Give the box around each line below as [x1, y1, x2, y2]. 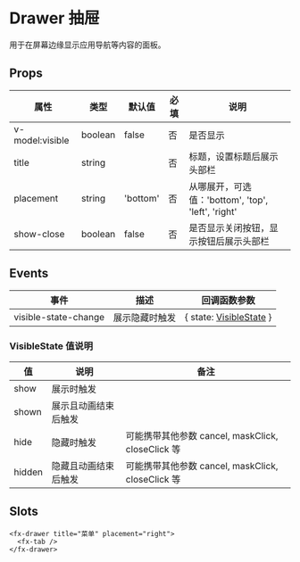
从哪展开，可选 [188, 180, 252, 193]
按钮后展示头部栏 [197, 235, 270, 247]
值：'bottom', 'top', [188, 194, 269, 206]
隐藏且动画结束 [51, 459, 114, 472]
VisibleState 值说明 [9, 340, 94, 352]
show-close [13, 227, 65, 240]
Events [9, 266, 49, 281]
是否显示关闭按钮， [188, 221, 270, 234]
